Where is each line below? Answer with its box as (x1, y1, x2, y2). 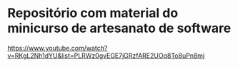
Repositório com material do (7, 5, 179, 21)
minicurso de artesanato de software (7, 20, 232, 36)
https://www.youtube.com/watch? (7, 43, 108, 52)
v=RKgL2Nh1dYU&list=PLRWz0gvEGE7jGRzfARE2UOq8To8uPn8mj (7, 51, 205, 60)
